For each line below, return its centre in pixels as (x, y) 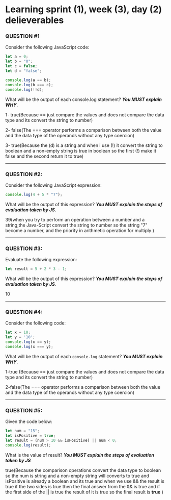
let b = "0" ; (19, 61)
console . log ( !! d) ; (25, 90)
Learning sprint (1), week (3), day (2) (84, 9)
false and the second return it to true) (45, 156)
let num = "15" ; (22, 431)
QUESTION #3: (24, 248)
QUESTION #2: (24, 174)
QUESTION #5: (24, 410)
